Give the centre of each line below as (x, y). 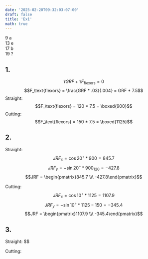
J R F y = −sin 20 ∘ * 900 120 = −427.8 (84, 168)
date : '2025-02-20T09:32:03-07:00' (42, 10)
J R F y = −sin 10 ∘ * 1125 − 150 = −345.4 (84, 205)
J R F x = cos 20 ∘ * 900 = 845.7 (84, 158)
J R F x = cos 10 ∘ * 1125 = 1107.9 (84, 195)
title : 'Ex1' (19, 19)
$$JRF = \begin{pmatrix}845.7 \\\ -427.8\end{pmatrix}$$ (84, 177)
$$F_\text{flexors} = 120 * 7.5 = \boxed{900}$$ (84, 106)
